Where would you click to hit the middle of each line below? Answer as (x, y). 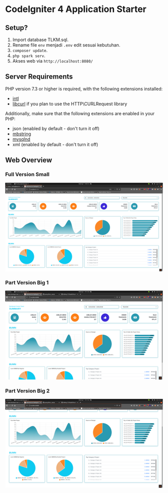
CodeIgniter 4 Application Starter (76, 9)
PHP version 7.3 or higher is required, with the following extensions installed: (84, 89)
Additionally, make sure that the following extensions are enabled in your (80, 113)
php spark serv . (29, 56)
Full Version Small (27, 175)
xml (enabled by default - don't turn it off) (55, 144)
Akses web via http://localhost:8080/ (53, 61)
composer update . (30, 50)
